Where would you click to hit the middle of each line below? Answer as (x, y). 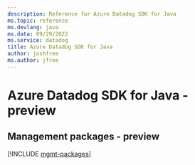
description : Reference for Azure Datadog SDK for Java (92, 14)
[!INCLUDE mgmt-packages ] (49, 154)
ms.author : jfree (33, 60)
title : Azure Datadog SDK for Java (60, 47)
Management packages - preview (84, 137)
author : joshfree (33, 54)
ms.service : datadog (38, 41)
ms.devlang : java (33, 27)
